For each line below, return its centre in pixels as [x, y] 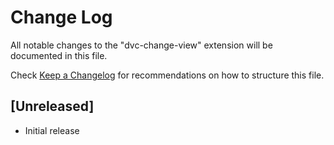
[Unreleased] [52, 106]
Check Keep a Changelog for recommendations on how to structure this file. [167, 75]
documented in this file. [59, 55]
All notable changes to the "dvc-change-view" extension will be [141, 45]
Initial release [52, 130]
